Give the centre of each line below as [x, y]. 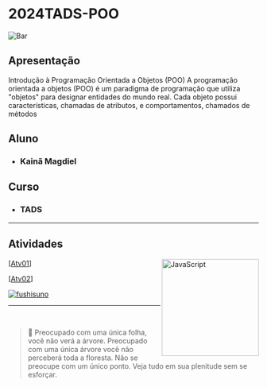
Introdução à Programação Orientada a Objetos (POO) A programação [123, 79]
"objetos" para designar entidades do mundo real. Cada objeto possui [122, 97]
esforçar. [42, 374]
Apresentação [44, 61]
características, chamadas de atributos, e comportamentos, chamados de [129, 105]
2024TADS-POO [64, 14]
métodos [23, 114]
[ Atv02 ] [21, 278]
